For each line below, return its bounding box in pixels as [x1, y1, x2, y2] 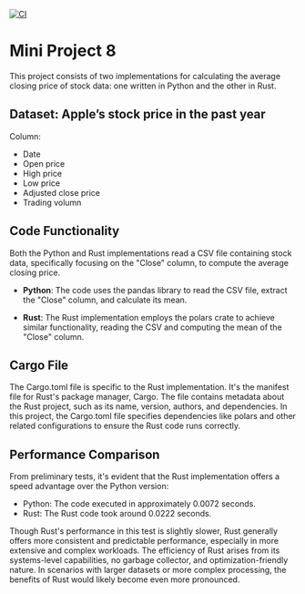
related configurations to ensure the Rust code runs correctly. [9, 420, 241, 432]
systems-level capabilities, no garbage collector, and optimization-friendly [9, 555, 289, 566]
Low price [22, 178, 61, 189]
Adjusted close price [22, 187, 101, 198]
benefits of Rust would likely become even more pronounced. [9, 574, 240, 585]
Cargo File [9, 357, 69, 373]
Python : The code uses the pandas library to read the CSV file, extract [22, 284, 289, 295]
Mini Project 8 [9, 41, 117, 61]
